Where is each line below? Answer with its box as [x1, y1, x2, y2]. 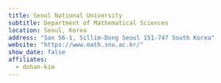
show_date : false [8, 48, 66, 56]
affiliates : [8, 56, 48, 64]
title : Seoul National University [8, 11, 123, 20]
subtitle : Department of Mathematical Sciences [8, 19, 169, 27]
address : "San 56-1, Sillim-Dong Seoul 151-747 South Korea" [8, 33, 215, 42]
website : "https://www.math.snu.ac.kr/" [8, 41, 145, 49]
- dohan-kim [15, 63, 56, 71]
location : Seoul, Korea [8, 26, 87, 34]
